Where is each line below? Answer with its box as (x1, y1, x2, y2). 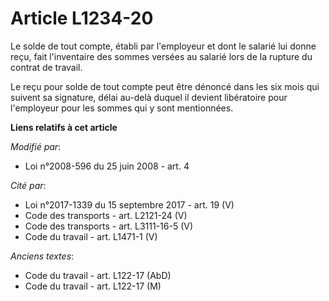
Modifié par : (10, 140, 62, 152)
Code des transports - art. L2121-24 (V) (24, 209, 188, 221)
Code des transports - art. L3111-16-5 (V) (24, 220, 194, 232)
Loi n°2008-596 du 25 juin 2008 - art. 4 (24, 160, 190, 172)
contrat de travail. (10, 61, 83, 73)
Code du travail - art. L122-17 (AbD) (24, 269, 172, 281)
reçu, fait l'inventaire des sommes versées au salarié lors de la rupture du (10, 50, 313, 62)
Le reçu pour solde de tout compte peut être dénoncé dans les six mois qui (10, 80, 320, 92)
